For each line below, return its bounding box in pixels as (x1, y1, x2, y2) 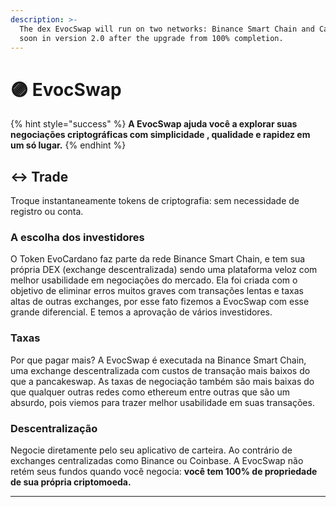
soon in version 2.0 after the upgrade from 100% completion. (19, 33, 284, 43)
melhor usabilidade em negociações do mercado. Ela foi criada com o (10, 274, 298, 286)
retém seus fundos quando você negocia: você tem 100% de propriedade (10, 466, 318, 478)
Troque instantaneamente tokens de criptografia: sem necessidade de (10, 195, 300, 207)
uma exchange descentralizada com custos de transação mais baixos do (10, 364, 311, 376)
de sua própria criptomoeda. (10, 476, 132, 488)
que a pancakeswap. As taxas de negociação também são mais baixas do (10, 375, 315, 387)
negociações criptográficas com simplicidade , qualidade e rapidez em (10, 129, 311, 141)
